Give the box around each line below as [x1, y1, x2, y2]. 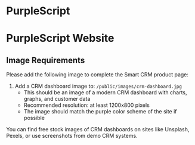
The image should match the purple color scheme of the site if [23, 108, 177, 115]
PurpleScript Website [6, 32, 114, 45]
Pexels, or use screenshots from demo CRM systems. [6, 132, 138, 140]
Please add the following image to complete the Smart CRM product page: [6, 71, 189, 78]
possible [23, 115, 45, 122]
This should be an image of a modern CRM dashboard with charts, [23, 89, 187, 96]
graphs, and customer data [23, 95, 91, 103]
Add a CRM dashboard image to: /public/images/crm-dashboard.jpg [14, 82, 182, 90]
